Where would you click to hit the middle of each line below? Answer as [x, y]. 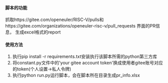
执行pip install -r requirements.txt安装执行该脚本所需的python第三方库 [85, 56]
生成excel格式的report [38, 32]
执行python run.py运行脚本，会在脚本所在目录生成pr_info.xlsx [76, 75]
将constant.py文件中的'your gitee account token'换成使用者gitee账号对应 [88, 63]
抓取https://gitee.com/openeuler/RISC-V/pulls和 [54, 19]
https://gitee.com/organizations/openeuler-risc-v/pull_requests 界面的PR [80, 26]
